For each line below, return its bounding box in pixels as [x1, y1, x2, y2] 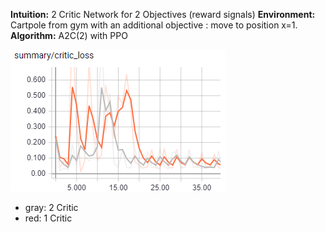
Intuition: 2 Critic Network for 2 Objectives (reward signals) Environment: [10, 9, 316, 20]
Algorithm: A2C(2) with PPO [10, 30, 128, 41]
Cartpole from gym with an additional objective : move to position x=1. [10, 19, 298, 31]
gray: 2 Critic [24, 202, 79, 213]
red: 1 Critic [24, 212, 73, 224]
